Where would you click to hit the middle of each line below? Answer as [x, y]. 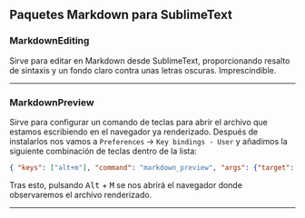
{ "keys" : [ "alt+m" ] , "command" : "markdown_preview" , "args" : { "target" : [152, 167]
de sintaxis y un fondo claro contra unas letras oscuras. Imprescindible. [143, 70]
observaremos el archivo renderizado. [81, 194]
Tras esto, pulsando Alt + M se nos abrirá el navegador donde [126, 184]
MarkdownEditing [49, 41]
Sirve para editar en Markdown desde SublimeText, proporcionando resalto [150, 60]
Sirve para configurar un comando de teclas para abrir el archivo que [138, 122]
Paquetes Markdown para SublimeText [121, 15]
